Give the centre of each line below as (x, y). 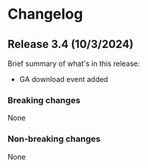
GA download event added (63, 79)
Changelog (45, 14)
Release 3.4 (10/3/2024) (71, 44)
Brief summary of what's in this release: (74, 63)
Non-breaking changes (54, 139)
